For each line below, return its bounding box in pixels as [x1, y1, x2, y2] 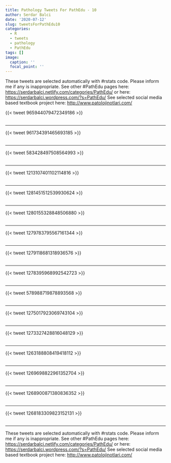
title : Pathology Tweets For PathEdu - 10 [5, 7, 97, 13]
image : [5, 54, 19, 60]
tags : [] [5, 50, 24, 55]
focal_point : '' [10, 64, 44, 69]
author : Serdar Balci [5, 12, 51, 17]
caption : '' [10, 60, 36, 65]
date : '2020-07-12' [5, 17, 47, 22]
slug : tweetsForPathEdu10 [5, 21, 60, 27]
